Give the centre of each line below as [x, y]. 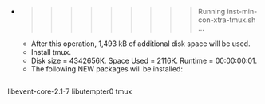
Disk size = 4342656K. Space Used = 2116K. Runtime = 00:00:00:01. [144, 60]
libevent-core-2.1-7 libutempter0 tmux [70, 91]
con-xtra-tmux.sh [227, 20]
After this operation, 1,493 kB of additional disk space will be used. [140, 44]
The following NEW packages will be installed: [107, 69]
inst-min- [242, 12]
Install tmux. [51, 52]
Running [212, 12]
